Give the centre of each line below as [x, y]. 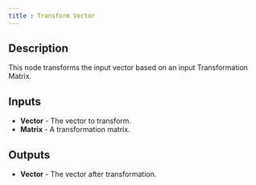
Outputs [29, 155]
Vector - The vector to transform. [75, 121]
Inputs [25, 101]
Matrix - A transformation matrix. [75, 129]
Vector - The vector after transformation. [88, 175]
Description [38, 49]
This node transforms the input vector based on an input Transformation [128, 68]
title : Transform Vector [52, 16]
